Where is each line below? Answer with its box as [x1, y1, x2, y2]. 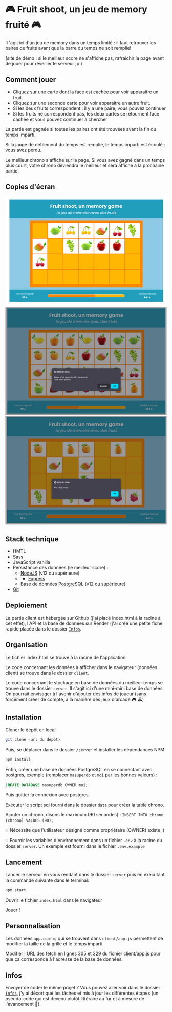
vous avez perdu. [5, 147, 42, 153]
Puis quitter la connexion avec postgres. [5, 791, 90, 798]
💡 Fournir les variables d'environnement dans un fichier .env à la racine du [5, 837, 162, 843]
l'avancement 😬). [5, 1001, 41, 1007]
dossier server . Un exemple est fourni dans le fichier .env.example [5, 843, 145, 849]
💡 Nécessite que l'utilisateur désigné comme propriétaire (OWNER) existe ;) [5, 827, 165, 833]
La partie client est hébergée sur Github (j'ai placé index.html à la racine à [5, 615, 161, 621]
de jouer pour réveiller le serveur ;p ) [5, 60, 83, 66]
